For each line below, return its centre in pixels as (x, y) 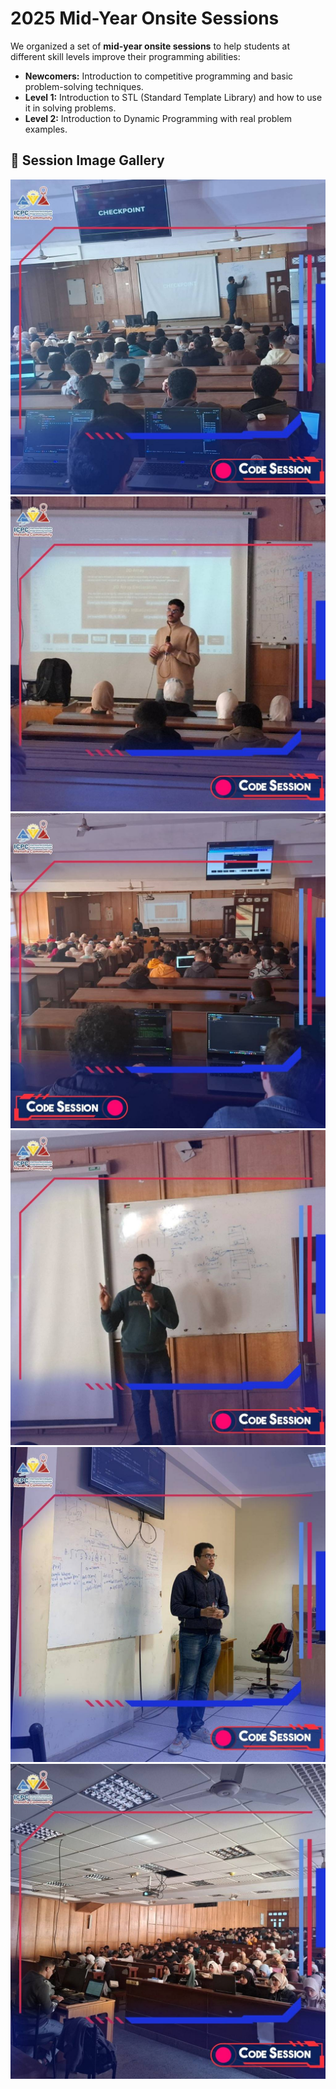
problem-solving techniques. (84, 86)
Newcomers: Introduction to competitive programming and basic (159, 76)
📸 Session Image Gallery (87, 160)
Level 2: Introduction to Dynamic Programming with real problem (158, 118)
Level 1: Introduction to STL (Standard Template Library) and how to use (173, 97)
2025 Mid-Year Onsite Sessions (145, 18)
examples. (46, 129)
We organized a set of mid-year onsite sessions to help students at (150, 46)
